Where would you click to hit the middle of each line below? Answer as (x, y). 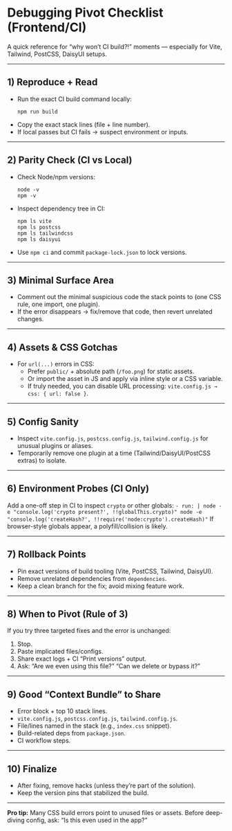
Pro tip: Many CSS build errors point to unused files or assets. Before (106, 813)
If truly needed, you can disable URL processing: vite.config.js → (122, 386)
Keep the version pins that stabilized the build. (83, 793)
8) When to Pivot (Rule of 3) (68, 614)
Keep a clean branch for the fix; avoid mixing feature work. (100, 586)
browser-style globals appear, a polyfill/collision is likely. (87, 526)
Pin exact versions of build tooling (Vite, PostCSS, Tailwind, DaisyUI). (115, 571)
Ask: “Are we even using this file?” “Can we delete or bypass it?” (109, 666)
